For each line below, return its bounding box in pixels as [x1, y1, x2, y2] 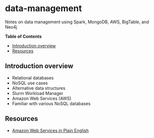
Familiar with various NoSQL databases [12, 100, 91, 107]
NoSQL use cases [12, 80, 48, 86]
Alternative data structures [12, 85, 65, 91]
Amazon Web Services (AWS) [12, 95, 72, 101]
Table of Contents [5, 33, 42, 39]
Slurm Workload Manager [12, 90, 63, 96]
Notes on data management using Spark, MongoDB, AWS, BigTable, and [5, 19, 149, 25]
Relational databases [12, 75, 54, 80]
